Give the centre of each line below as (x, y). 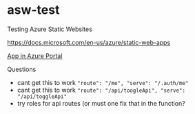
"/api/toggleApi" (42, 96)
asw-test (33, 10)
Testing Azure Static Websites (50, 29)
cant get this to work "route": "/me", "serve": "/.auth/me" (103, 82)
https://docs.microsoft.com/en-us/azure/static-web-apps (89, 42)
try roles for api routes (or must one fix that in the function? (101, 103)
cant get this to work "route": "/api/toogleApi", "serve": (101, 90)
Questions (22, 69)
